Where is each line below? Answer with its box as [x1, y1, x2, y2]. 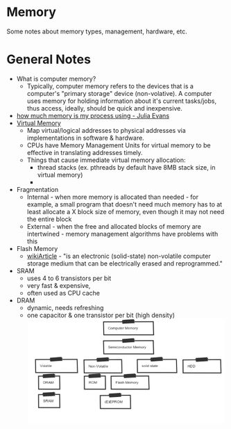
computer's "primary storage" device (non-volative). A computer [26, 89, 212, 97]
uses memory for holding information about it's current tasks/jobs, [26, 97, 217, 105]
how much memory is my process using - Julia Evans [16, 111, 170, 120]
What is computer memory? [16, 74, 96, 83]
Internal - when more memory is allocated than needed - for [26, 193, 199, 201]
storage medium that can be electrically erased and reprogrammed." [26, 259, 223, 268]
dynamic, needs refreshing [26, 303, 104, 311]
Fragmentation [16, 185, 59, 193]
